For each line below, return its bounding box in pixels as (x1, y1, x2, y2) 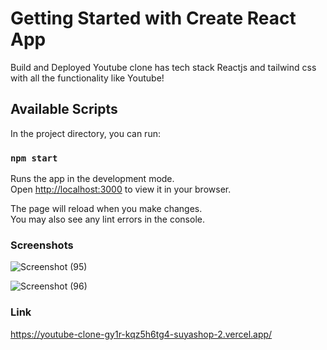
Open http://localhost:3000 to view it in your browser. (10, 183, 232, 196)
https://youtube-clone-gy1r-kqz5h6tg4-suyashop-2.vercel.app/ (10, 328, 273, 340)
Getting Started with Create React (10, 7, 297, 30)
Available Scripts (10, 101, 118, 118)
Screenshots (10, 238, 74, 252)
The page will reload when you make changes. (10, 203, 203, 215)
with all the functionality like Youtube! (10, 72, 165, 84)
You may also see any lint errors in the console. (10, 213, 205, 226)
